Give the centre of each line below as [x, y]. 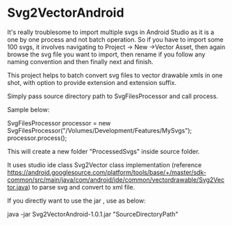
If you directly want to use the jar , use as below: [76, 201]
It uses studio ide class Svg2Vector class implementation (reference [105, 164]
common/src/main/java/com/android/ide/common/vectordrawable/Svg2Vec [116, 180]
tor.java [18, 187]
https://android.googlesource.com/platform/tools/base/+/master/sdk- [107, 172]
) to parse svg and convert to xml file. [81, 187]
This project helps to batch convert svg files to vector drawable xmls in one [115, 75]
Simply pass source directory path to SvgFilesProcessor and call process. [113, 96]
